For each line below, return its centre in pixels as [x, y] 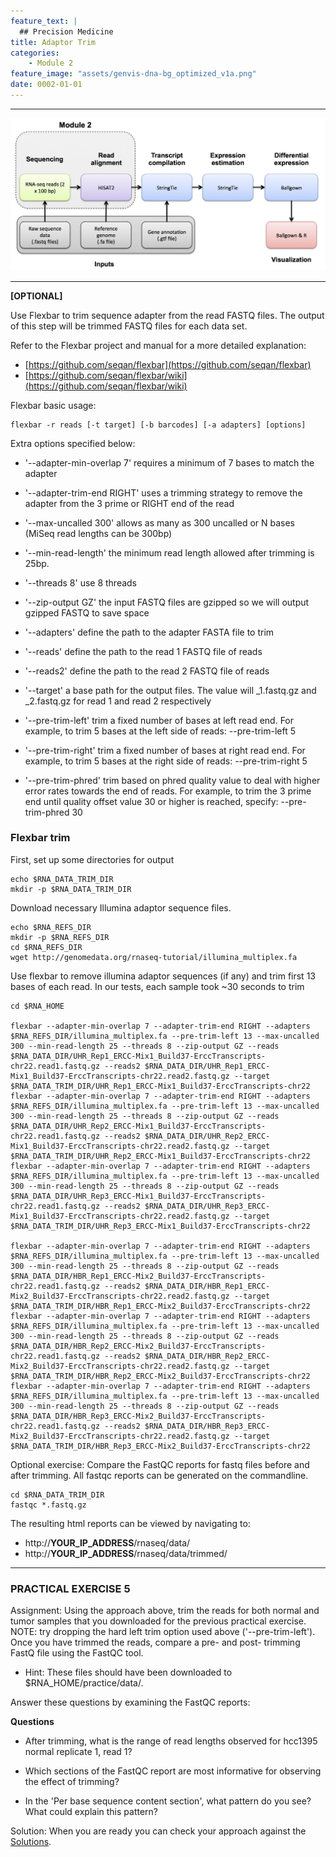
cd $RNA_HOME [37, 1006]
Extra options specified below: [73, 443]
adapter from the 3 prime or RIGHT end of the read [129, 503]
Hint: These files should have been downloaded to [128, 1672]
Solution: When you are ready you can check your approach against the [158, 1831]
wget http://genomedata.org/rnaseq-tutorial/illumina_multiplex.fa [154, 957]
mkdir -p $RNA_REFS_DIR [60, 937]
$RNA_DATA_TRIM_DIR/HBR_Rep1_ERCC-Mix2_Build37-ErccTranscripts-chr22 [160, 1306]
